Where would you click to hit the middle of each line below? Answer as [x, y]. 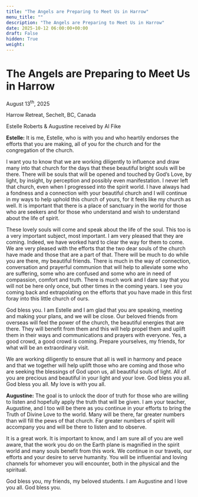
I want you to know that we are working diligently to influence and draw [93, 162]
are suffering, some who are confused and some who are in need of [89, 274]
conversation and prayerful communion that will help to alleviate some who [97, 267]
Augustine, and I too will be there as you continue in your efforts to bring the [99, 408]
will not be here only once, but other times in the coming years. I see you [94, 286]
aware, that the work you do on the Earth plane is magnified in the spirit [93, 445]
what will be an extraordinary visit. [48, 348]
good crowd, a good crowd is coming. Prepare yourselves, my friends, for [96, 341]
